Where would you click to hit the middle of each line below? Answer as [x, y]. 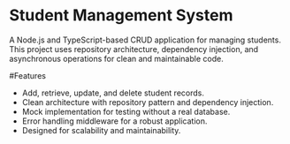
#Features [28, 75]
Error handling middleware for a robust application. [114, 121]
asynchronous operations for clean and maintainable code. [116, 58]
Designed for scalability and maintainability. [101, 130]
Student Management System [121, 15]
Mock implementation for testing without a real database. [126, 111]
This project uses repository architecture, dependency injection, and [134, 49]
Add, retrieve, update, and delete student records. [113, 93]
